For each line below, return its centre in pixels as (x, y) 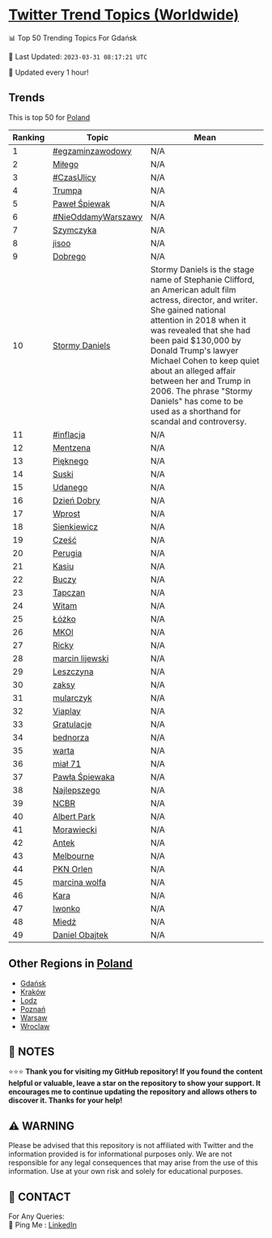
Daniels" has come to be (197, 401)
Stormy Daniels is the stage (202, 269)
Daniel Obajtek (80, 935)
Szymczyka (74, 230)
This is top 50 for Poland (49, 117)
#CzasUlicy (74, 177)
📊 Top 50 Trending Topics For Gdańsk (73, 37)
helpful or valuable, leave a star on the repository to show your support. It (135, 1083)
